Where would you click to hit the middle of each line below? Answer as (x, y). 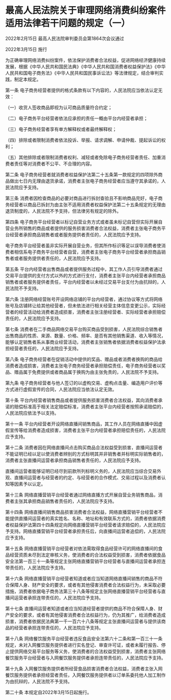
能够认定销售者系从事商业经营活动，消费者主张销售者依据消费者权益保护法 (83, 342)
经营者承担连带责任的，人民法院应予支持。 (59, 627)
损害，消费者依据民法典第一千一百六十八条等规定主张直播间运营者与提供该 (83, 621)
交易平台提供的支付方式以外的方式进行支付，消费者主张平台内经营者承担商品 (85, 275)
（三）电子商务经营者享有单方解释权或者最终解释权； (61, 129)
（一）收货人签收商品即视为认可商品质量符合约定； (59, 107)
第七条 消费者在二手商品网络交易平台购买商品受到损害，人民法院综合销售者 (84, 329)
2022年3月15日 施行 (26, 49)
